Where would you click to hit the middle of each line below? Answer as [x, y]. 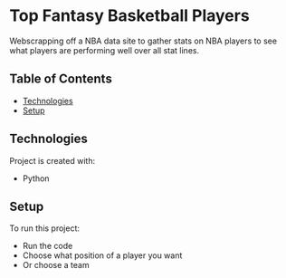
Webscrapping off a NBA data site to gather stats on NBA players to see [143, 41]
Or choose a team [56, 265]
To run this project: [44, 228]
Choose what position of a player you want [102, 255]
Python [36, 178]
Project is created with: [52, 160]
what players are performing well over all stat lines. [105, 50]
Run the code [48, 246]
